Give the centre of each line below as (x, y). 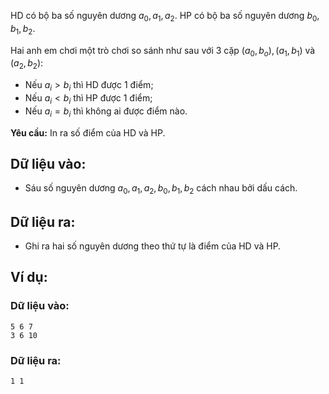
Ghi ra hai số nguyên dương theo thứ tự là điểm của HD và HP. (153, 246)
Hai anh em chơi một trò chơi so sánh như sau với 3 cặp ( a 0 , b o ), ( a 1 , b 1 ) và (163, 51)
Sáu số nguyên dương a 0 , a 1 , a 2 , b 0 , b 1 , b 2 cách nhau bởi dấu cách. (161, 189)
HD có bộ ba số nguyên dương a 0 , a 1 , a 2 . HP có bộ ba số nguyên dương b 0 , (165, 17)
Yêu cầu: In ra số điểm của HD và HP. (88, 132)
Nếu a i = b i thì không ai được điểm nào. (106, 112)
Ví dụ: (29, 277)
